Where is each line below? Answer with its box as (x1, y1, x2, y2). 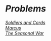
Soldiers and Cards (5, 19, 45, 25)
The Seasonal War (5, 30, 44, 36)
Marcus (5, 24, 21, 30)
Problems (5, 3, 46, 14)
